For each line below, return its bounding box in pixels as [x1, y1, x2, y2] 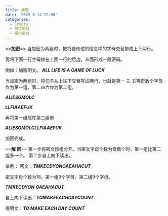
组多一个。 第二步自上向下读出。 [5, 153, 73, 158]
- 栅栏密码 [10, 31, 30, 36]
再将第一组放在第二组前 [5, 115, 54, 121]
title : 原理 [5, 7, 29, 13]
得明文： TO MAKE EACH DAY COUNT [5, 205, 85, 211]
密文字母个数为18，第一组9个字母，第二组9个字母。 [5, 174, 113, 180]
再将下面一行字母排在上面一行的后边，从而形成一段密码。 [5, 56, 125, 62]
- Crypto [10, 21, 28, 27]
